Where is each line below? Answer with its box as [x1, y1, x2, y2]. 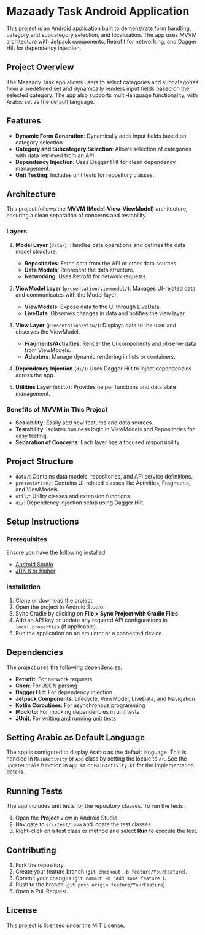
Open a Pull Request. [15, 888, 69, 895]
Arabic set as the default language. [6, 98, 95, 105]
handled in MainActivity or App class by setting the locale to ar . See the [6, 755, 187, 762]
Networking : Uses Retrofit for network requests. [24, 272, 147, 280]
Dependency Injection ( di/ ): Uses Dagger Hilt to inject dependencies [15, 364, 192, 372]
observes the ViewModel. [15, 327, 80, 335]
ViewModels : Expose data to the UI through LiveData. [24, 303, 161, 310]
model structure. [15, 248, 58, 255]
